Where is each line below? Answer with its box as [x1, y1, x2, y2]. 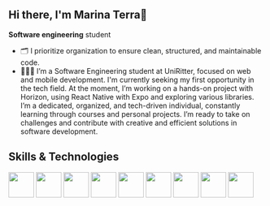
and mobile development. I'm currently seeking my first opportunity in [20, 75, 255, 84]
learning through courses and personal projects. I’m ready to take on [20, 109, 250, 118]
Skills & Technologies [8, 150, 120, 164]
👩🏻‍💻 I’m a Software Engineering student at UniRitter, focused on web [20, 66, 251, 75]
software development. [20, 127, 98, 136]
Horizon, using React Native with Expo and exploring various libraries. [20, 92, 255, 101]
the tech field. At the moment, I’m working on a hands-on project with [20, 83, 254, 93]
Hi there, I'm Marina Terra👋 [8, 8, 148, 22]
